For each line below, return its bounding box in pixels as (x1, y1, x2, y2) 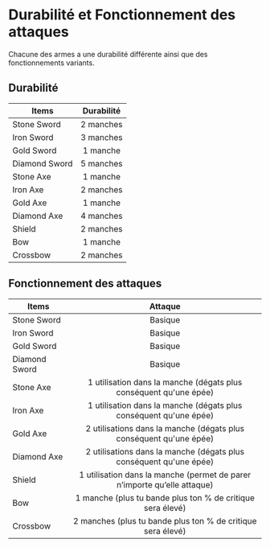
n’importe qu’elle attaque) (116, 479, 214, 490)
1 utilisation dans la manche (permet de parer (79, 469, 252, 480)
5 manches (80, 158, 123, 169)
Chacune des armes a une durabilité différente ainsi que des (8, 49, 208, 59)
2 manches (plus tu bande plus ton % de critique (72, 515, 257, 526)
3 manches (80, 131, 123, 142)
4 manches (80, 210, 123, 221)
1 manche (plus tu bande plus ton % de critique (75, 492, 256, 504)
